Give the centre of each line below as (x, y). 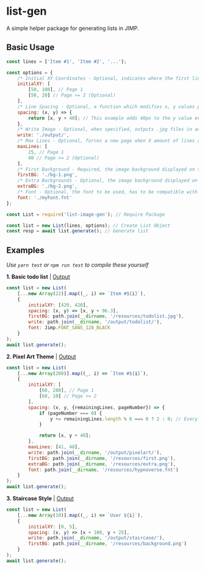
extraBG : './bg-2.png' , (48, 187)
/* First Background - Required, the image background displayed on (106, 169)
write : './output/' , (43, 135)
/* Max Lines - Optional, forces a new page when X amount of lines (106, 141)
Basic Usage (31, 47)
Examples (25, 250)
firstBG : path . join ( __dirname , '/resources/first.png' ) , (102, 458)
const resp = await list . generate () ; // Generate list (77, 231)
